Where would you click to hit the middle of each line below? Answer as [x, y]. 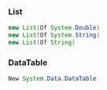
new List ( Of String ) [42, 43]
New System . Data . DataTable [52, 79]
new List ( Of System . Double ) [54, 28]
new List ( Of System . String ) [54, 35]
